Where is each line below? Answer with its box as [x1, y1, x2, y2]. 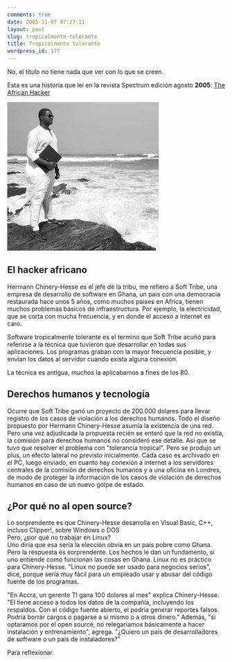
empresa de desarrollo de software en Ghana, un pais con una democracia [7, 289, 221, 298]
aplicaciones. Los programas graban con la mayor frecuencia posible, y [7, 347, 211, 356]
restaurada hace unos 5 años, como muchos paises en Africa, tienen [7, 297, 204, 305]
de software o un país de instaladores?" [7, 635, 121, 643]
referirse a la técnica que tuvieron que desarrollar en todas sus [7, 340, 187, 348]
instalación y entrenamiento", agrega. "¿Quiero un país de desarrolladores [7, 627, 218, 636]
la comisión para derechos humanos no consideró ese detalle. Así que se [7, 436, 216, 445]
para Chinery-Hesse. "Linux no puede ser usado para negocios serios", [7, 563, 211, 571]
